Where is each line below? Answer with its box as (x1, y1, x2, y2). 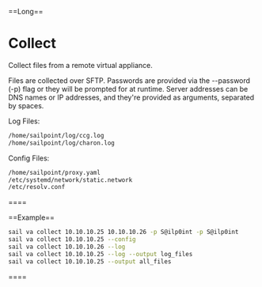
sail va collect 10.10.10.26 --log (8, 243, 126, 251)
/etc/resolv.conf (8, 183, 66, 191)
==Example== (8, 213, 55, 222)
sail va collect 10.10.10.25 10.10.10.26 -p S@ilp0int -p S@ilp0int (8, 228, 239, 236)
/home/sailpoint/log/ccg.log (8, 131, 104, 139)
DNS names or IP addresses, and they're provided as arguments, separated (8, 93, 255, 102)
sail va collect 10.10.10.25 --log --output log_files (8, 250, 193, 258)
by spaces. (8, 100, 44, 110)
